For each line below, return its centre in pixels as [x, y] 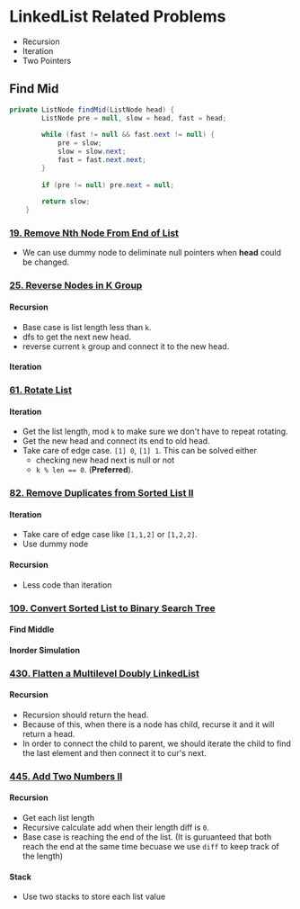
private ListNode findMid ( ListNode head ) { [92, 110]
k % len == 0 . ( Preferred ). [84, 470]
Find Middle [32, 630]
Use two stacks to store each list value [94, 896]
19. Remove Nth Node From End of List [94, 233]
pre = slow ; [79, 143]
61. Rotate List [40, 391]
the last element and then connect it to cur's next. [114, 752]
